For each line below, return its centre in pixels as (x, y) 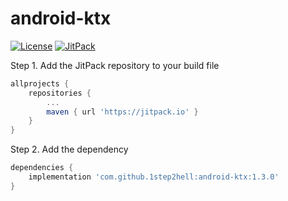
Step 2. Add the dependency (69, 149)
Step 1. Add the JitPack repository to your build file (115, 65)
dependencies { (42, 168)
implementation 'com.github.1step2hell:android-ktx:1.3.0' (154, 177)
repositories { (60, 93)
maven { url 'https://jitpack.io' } (122, 112)
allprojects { (40, 83)
